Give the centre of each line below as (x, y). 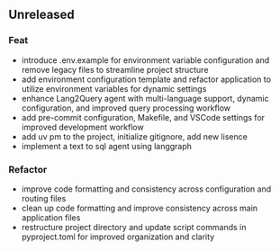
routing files (44, 198)
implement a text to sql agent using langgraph (107, 146)
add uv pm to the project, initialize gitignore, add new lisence (135, 136)
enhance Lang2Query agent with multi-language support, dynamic (145, 98)
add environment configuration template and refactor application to (146, 79)
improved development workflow (83, 127)
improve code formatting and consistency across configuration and (146, 189)
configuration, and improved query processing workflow (126, 108)
